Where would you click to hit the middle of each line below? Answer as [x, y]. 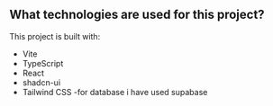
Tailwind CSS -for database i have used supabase [115, 92]
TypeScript [43, 63]
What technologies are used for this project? [137, 15]
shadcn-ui [41, 82]
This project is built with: [55, 36]
